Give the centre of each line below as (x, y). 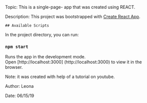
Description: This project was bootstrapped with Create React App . (73, 16)
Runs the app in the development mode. (45, 57)
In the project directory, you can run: (42, 35)
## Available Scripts (27, 26)
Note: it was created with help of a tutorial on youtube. (60, 77)
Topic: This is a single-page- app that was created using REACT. (70, 7)
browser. (14, 67)
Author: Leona (20, 86)
